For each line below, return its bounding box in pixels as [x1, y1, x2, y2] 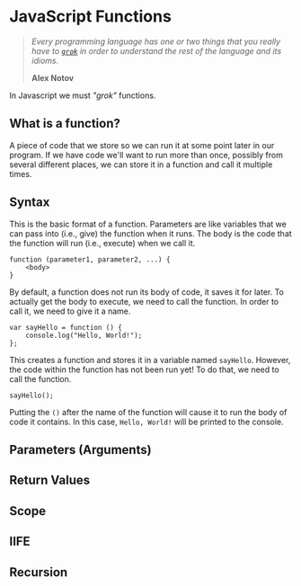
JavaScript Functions [9, 6, 173, 27]
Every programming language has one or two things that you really [31, 36, 281, 47]
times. [9, 168, 32, 179]
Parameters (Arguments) [9, 442, 152, 457]
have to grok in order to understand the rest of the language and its [31, 45, 282, 56]
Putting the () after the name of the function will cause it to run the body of [9, 406, 288, 417]
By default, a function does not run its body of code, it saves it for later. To [9, 286, 285, 297]
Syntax [9, 195, 50, 210]
